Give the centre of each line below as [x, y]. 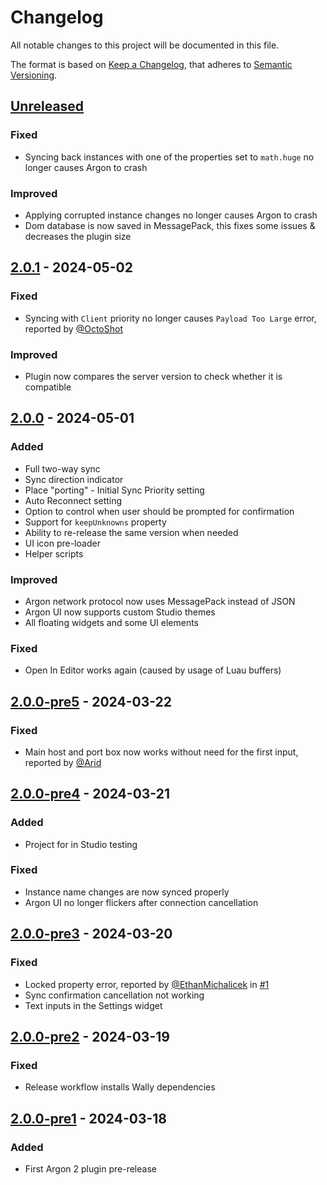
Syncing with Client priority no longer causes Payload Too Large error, [170, 318]
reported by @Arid [63, 762]
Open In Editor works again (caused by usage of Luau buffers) [153, 670]
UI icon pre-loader [62, 543]
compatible [48, 387]
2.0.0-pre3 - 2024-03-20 [91, 934]
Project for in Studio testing [81, 844]
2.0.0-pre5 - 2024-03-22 [91, 701]
